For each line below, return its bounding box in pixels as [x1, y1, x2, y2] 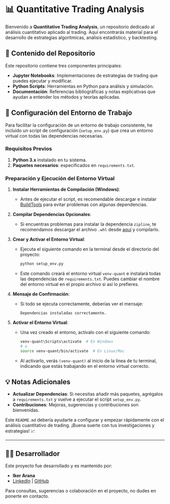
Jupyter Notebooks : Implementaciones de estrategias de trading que [12, 72, 158, 78]
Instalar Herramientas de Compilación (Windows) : [12, 186, 120, 192]
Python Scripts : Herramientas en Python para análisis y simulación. [12, 83, 154, 89]
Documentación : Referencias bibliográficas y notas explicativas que [12, 89, 156, 95]
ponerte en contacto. [5, 493, 49, 499]
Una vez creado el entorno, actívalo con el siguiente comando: [20, 329, 151, 335]
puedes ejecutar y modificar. [12, 77, 73, 83]
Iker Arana [12, 473, 35, 479]
